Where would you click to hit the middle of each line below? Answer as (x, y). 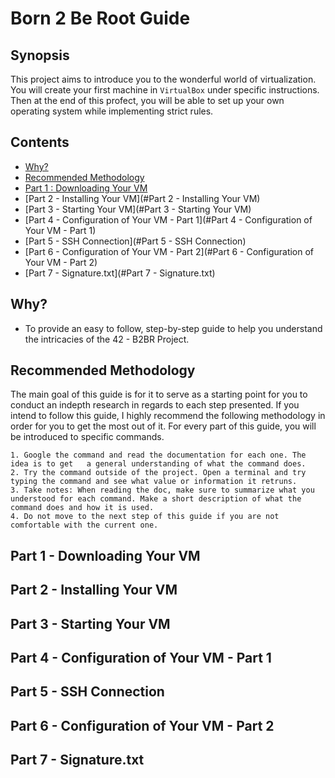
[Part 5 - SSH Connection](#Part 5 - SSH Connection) (135, 241)
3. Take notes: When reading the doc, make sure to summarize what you (162, 490)
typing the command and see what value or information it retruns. (154, 482)
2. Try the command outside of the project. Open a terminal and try (158, 473)
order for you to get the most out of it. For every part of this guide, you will (163, 426)
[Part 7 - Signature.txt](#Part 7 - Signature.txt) (120, 273)
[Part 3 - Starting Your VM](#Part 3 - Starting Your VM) (138, 209)
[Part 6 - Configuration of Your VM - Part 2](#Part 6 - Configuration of (169, 251)
